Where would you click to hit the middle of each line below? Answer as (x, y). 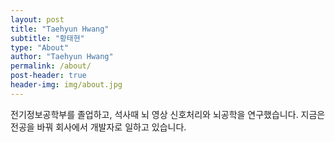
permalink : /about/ (51, 66)
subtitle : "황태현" (47, 38)
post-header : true (48, 76)
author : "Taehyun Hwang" (62, 57)
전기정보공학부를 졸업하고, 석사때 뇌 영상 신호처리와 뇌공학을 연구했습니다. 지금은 (168, 114)
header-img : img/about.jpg (66, 85)
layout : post (37, 19)
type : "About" (40, 47)
